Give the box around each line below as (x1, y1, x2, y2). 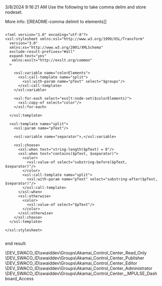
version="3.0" (9, 41, 38, 46)
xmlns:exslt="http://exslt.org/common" (11, 58, 92, 63)
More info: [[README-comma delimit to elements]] (5, 19, 107, 24)
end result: (5, 240, 27, 246)
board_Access (5, 276, 34, 281)
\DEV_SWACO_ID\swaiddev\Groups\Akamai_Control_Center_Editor (5, 260, 138, 266)
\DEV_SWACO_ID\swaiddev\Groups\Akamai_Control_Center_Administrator (5, 266, 152, 271)
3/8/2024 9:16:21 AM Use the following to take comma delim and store (5, 4, 146, 10)
